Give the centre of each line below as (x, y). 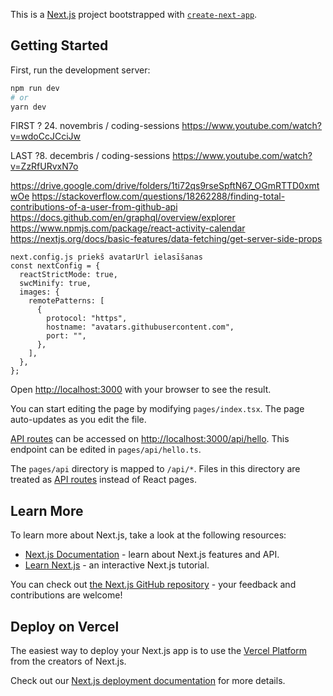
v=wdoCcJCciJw (46, 136)
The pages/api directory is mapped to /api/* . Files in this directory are (155, 469)
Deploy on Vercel (65, 626)
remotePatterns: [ (66, 301)
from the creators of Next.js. (68, 661)
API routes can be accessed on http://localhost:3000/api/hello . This (150, 439)
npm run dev (35, 88)
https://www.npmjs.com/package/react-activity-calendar (128, 228)
